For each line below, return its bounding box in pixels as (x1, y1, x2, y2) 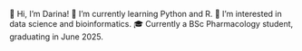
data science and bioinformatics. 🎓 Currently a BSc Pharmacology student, (9, 19, 294, 29)
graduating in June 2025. (9, 31, 104, 42)
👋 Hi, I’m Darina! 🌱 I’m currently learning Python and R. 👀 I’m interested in (9, 9, 283, 19)
